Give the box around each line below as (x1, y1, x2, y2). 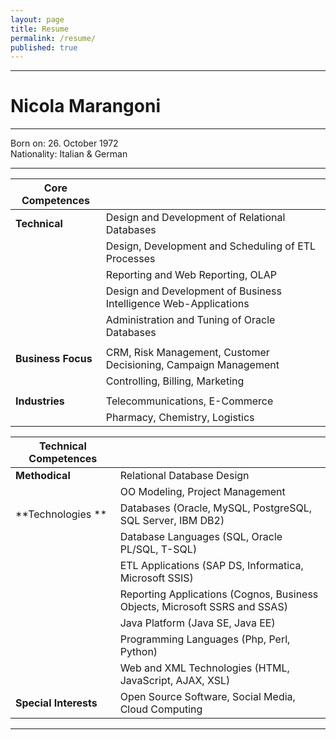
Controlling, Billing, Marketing (105, 374, 245, 388)
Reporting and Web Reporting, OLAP (105, 268, 278, 282)
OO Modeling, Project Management (119, 485, 286, 499)
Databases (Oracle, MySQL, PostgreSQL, (119, 501, 313, 515)
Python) (119, 645, 158, 659)
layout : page (10, 14, 65, 25)
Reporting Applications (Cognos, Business (119, 587, 319, 601)
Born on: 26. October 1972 (10, 137, 119, 150)
